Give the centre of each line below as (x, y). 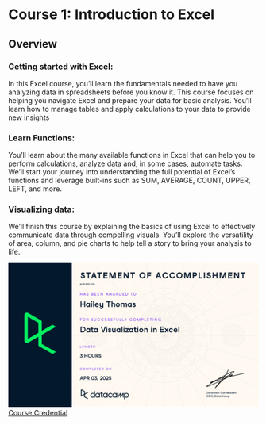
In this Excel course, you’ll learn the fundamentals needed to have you (123, 83)
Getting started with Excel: (61, 67)
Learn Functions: (42, 138)
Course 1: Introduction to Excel (112, 15)
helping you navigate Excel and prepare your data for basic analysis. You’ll (130, 100)
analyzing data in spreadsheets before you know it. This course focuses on (131, 92)
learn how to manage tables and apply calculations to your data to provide (130, 109)
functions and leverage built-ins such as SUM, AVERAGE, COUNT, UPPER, (129, 181)
